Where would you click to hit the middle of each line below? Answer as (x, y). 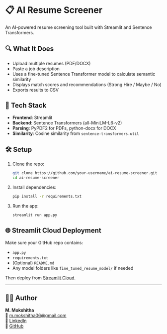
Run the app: (25, 206)
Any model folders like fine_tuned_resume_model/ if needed (73, 268)
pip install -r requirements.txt (47, 197)
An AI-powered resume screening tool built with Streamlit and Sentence (79, 27)
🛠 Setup (19, 150)
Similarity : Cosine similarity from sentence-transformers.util (76, 133)
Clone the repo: (28, 164)
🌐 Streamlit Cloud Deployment (53, 231)
